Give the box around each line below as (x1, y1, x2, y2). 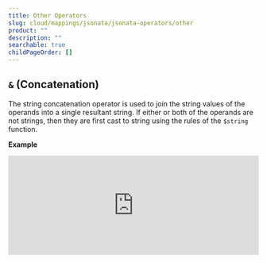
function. (8, 124, 38, 133)
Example (8, 140, 38, 149)
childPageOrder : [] (8, 48, 73, 56)
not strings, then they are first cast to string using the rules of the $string (8, 116, 249, 125)
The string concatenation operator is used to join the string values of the (8, 98, 246, 108)
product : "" (8, 26, 48, 34)
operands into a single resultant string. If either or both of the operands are (8, 107, 254, 117)
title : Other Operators (8, 11, 87, 20)
